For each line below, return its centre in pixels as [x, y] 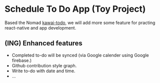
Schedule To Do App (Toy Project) [75, 9]
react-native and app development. [40, 28]
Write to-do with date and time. [43, 71]
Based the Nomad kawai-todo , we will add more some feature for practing [80, 23]
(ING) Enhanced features [43, 43]
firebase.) [21, 60]
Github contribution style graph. [44, 65]
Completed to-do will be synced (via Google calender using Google [80, 55]
